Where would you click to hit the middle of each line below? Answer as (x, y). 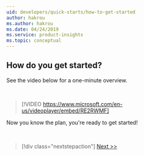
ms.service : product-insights (45, 35)
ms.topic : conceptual (34, 41)
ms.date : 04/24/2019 (33, 29)
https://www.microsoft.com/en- (83, 104)
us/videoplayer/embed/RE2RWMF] (65, 111)
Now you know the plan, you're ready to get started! (72, 122)
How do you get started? (54, 65)
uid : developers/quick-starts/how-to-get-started (71, 12)
